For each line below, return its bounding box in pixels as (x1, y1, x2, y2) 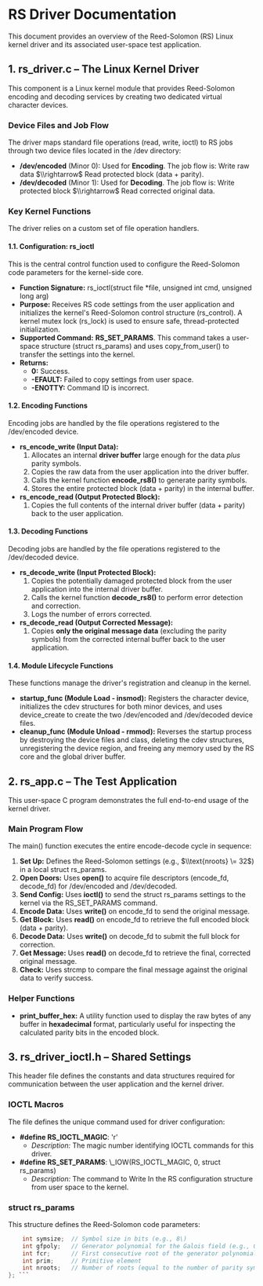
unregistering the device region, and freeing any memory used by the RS (19, 744, 254, 753)
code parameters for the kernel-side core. (8, 267, 144, 277)
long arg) (19, 291, 49, 300)
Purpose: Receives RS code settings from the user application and (19, 299, 235, 309)
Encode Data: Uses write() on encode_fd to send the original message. (19, 907, 250, 916)
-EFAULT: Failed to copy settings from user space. (31, 375, 194, 384)
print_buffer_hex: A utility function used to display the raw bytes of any (19, 1011, 252, 1020)
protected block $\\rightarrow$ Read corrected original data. (19, 186, 215, 196)
